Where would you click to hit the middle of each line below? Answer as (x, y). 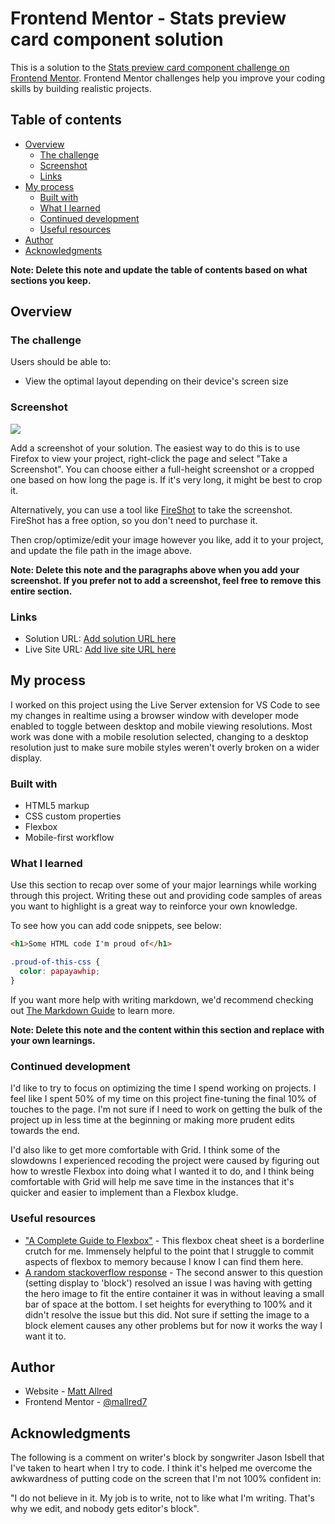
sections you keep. (51, 280)
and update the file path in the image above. (101, 550)
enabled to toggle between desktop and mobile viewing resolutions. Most (161, 726)
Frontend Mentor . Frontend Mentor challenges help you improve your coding (168, 78)
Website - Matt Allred (68, 1391)
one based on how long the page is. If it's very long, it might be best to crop (166, 479)
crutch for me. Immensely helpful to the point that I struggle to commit (169, 1251)
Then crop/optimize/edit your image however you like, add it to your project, (167, 539)
